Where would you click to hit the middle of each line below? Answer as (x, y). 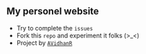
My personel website (53, 11)
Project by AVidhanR (44, 43)
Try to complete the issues (55, 28)
